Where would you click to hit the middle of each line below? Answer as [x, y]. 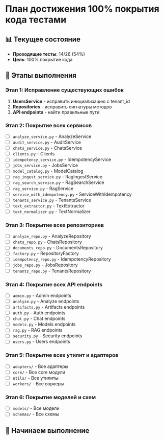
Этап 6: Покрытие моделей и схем [50, 397]
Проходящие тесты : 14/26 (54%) [49, 54]
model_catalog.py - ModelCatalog [48, 171]
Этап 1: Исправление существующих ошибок [64, 90]
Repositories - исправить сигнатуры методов [62, 107]
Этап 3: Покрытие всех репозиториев [55, 225]
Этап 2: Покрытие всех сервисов [49, 125]
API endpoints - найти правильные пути [56, 112]
